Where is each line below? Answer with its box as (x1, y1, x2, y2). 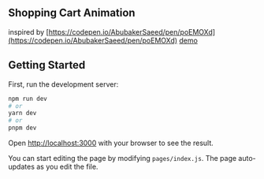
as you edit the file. (36, 162, 99, 171)
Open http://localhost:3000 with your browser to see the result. (8, 138, 214, 147)
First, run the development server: (8, 79, 119, 89)
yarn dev (8, 110, 37, 117)
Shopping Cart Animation (8, 6, 136, 20)
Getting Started (8, 58, 86, 72)
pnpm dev (8, 124, 37, 132)
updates (8, 162, 35, 171)
